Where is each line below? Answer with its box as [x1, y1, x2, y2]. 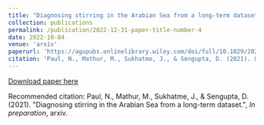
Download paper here [8, 76, 79, 86]
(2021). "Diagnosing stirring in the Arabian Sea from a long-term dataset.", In [8, 99, 255, 109]
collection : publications [8, 19, 93, 27]
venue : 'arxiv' [8, 41, 58, 48]
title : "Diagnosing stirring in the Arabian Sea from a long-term [8, 11, 230, 20]
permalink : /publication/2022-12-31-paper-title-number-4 [8, 26, 202, 34]
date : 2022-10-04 [8, 33, 65, 41]
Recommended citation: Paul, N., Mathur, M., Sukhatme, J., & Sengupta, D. [8, 91, 249, 101]
